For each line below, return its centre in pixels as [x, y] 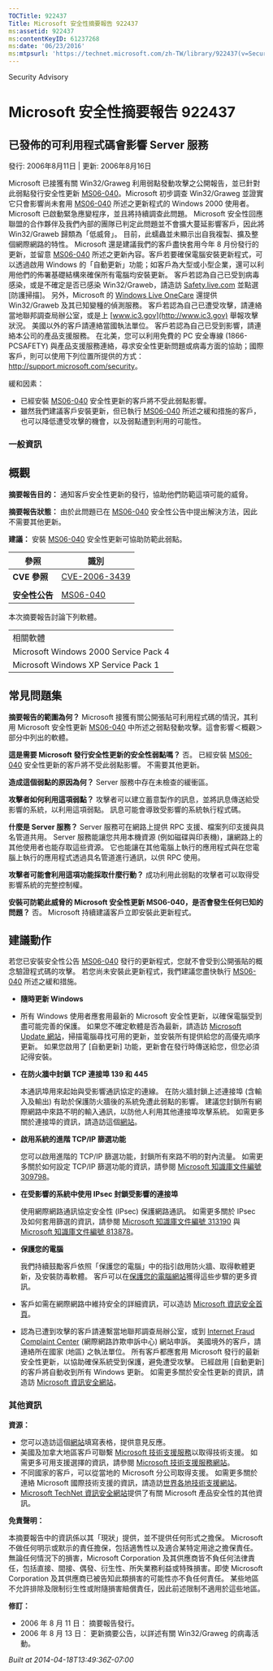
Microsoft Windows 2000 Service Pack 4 [91, 652]
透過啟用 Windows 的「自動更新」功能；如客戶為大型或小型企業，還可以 [136, 264]
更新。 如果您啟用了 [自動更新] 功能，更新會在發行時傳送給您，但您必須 [140, 1047]
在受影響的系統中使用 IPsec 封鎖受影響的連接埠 [99, 1194]
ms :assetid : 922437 [41, 31]
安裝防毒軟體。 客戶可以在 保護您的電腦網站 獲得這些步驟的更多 [146, 1276]
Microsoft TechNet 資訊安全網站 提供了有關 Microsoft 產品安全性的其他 [138, 1493]
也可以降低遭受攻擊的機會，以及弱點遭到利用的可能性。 [113, 421]
